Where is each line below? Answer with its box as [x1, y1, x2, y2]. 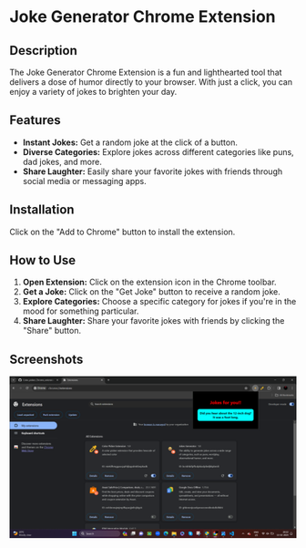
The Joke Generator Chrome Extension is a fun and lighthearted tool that [9, 67, 282, 78]
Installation [9, 202, 75, 218]
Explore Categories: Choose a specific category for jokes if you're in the [22, 296, 297, 307]
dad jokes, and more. [22, 156, 102, 167]
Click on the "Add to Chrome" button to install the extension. [9, 226, 236, 237]
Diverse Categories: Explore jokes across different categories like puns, [22, 146, 294, 157]
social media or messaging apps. [22, 175, 148, 186]
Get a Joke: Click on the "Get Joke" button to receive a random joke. [22, 286, 280, 297]
